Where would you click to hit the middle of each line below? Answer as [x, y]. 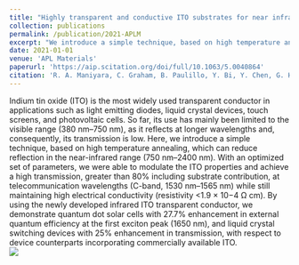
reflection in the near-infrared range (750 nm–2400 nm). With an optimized [147, 157]
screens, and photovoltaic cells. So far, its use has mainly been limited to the [149, 119]
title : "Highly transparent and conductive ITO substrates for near [139, 17]
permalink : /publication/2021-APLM [75, 34]
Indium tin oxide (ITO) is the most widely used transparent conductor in [140, 100]
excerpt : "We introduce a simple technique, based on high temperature [145, 42]
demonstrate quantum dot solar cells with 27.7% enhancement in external [144, 213]
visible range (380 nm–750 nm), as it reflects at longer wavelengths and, [142, 129]
